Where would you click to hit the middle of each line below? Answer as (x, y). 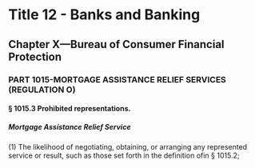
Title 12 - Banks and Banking (104, 15)
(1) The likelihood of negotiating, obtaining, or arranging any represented (128, 147)
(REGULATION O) (42, 90)
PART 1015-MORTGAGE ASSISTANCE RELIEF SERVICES (117, 79)
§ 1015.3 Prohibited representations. (70, 109)
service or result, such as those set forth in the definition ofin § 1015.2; (124, 156)
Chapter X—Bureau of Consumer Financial (117, 44)
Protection (35, 56)
